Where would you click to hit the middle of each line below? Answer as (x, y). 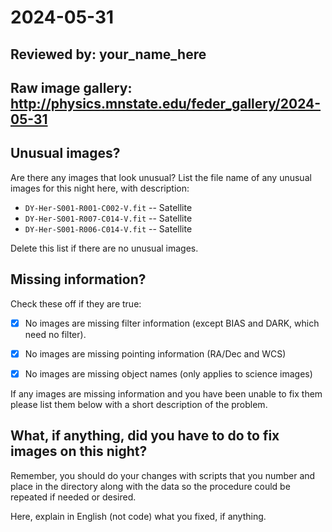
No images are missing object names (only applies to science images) (168, 373)
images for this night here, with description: (100, 188)
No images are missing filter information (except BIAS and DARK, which (172, 323)
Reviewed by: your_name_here (108, 54)
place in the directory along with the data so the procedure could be (150, 486)
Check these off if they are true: (76, 303)
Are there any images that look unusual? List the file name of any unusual (161, 177)
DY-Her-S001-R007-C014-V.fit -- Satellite (108, 218)
